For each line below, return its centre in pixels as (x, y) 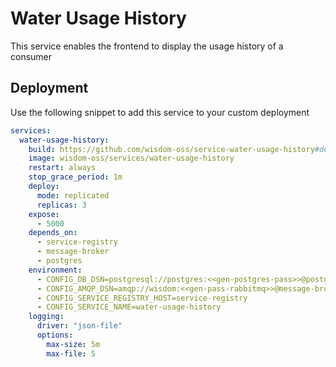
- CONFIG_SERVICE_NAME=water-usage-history (129, 307)
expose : (44, 214)
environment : (55, 270)
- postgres (59, 261)
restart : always (62, 168)
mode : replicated (73, 195)
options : (55, 335)
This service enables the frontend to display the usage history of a (147, 46)
